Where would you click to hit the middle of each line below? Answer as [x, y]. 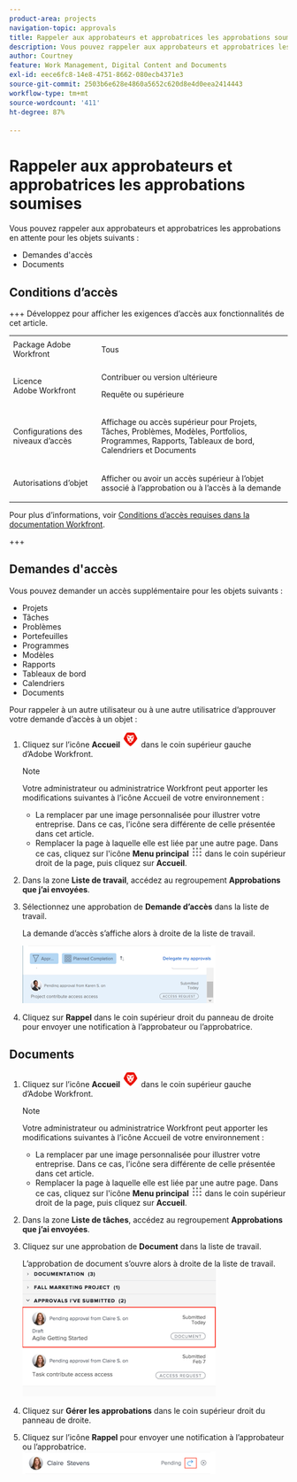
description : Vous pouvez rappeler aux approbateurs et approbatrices [142, 47]
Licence [27, 381]
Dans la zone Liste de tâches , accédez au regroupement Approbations [152, 1220]
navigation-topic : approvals [63, 28]
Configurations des [48, 432]
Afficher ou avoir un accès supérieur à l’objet [183, 478]
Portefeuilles [45, 636]
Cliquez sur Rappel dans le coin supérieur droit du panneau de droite [148, 1017]
